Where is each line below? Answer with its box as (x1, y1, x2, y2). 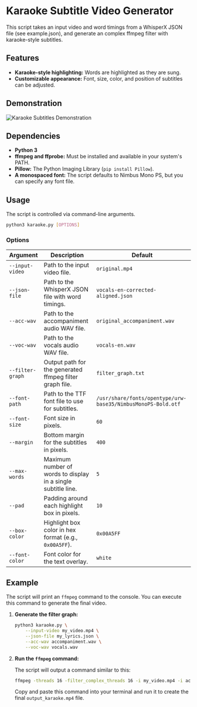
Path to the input (43, 261, 90, 269)
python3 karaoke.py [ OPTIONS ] (6, 222, 80, 228)
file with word (43, 293, 81, 301)
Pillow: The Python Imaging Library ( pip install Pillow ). (14, 165, 154, 172)
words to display (43, 470, 89, 478)
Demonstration (6, 98, 63, 108)
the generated (43, 366, 83, 374)
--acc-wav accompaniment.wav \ (25, 639, 102, 645)
